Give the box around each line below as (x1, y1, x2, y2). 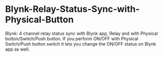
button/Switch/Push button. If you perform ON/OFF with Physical (5, 36, 139, 42)
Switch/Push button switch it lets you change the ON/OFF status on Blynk (5, 41, 156, 47)
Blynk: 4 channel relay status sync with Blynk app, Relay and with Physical (5, 30, 158, 36)
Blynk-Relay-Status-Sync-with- (5, 3, 140, 15)
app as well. (5, 46, 30, 52)
